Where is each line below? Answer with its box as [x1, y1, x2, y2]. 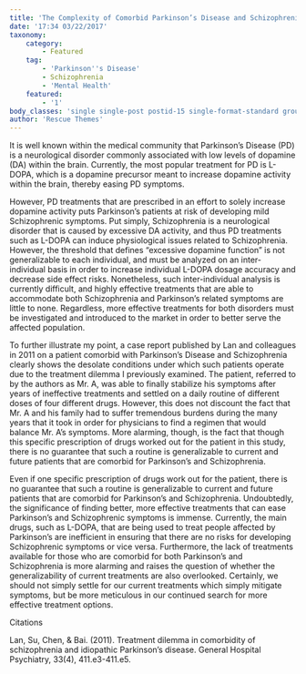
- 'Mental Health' [42, 81, 112, 90]
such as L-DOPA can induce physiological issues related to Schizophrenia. [9, 235, 289, 246]
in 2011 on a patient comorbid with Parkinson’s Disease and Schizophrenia [9, 350, 288, 361]
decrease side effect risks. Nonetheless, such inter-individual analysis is [9, 274, 280, 285]
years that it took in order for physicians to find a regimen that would [9, 417, 267, 428]
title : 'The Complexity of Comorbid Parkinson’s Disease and [9, 13, 247, 23]
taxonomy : [9, 30, 47, 39]
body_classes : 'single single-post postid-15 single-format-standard [9, 107, 280, 116]
